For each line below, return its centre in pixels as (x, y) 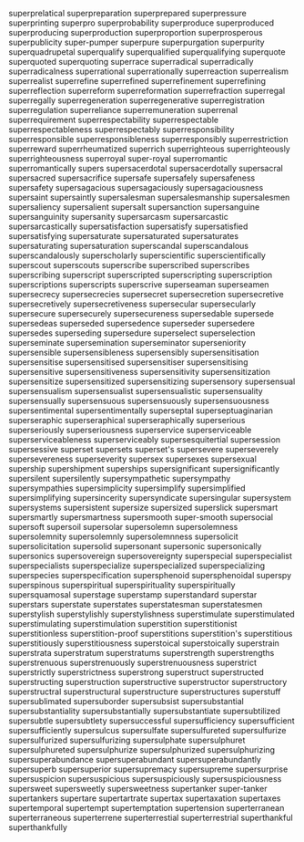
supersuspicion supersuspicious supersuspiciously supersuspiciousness (145, 779)
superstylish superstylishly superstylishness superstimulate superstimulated (152, 614)
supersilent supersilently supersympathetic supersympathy (120, 478)
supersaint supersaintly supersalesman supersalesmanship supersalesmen (149, 197)
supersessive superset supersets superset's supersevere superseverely (144, 449)
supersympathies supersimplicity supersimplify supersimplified (127, 488)
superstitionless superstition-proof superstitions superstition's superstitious (151, 634)
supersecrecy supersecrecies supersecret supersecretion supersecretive (146, 294)
